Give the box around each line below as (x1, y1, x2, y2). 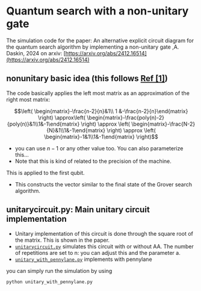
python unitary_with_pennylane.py (6, 278, 93, 285)
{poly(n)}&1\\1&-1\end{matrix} (7, 120, 80, 127)
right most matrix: (6, 96, 50, 103)
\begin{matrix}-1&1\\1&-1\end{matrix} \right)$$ (44, 133, 158, 140)
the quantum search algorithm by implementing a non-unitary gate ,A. (6, 43, 179, 51)
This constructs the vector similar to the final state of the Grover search (14, 180, 193, 188)
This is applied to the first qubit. (6, 169, 85, 176)
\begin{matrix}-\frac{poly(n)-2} (87, 114, 164, 121)
